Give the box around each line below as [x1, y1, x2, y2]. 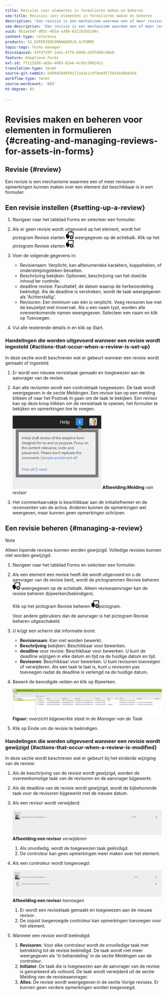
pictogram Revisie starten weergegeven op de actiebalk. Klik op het [12, 235, 160, 241]
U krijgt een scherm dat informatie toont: [12, 628, 96, 634]
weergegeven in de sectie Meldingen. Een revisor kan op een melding [12, 390, 156, 396]
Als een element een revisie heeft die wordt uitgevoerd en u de [12, 572, 141, 578]
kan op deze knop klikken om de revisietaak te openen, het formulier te [12, 400, 158, 406]
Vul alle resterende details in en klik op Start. [12, 325, 104, 331]
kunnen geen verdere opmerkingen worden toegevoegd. [19, 985, 136, 991]
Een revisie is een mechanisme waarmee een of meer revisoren [5, 178, 135, 184]
